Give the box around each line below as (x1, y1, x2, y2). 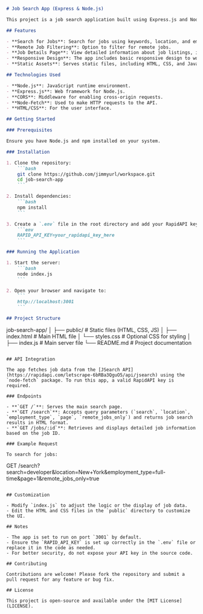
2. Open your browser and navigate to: (6, 287, 107, 293)
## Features (6, 27, 36, 33)
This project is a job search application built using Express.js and (6, 16, 188, 22)
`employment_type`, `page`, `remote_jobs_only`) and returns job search (6, 414, 193, 420)
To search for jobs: (6, 451, 59, 457)
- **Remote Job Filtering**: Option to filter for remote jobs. (6, 44, 172, 50)
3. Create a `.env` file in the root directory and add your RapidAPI (6, 221, 188, 227)
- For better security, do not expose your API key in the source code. (6, 550, 193, 556)
